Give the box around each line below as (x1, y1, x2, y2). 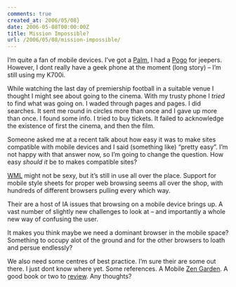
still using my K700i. (7, 71, 65, 79)
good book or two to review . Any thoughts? (7, 272, 132, 281)
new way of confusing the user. (7, 215, 98, 224)
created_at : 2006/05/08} (7, 17, 80, 24)
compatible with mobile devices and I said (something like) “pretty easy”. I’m (7, 143, 228, 151)
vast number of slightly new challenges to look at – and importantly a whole (7, 208, 226, 216)
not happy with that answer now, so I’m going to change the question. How (7, 151, 223, 159)
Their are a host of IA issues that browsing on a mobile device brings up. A (7, 200, 223, 208)
